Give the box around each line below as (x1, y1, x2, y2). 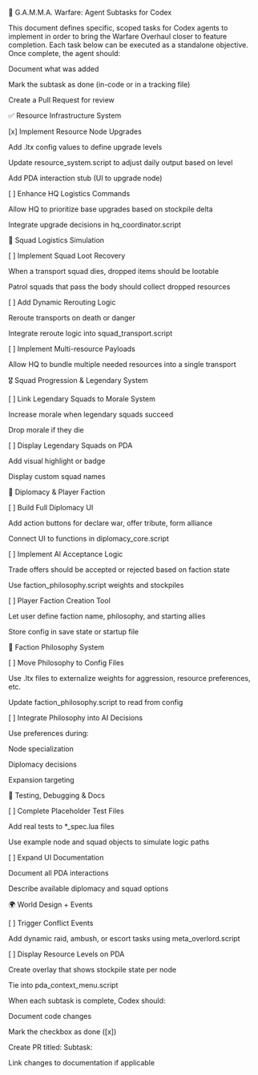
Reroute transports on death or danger (8, 313, 136, 322)
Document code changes (8, 1012, 92, 1021)
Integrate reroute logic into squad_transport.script (8, 328, 173, 338)
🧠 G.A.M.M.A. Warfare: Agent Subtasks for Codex (8, 8, 172, 17)
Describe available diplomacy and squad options (8, 884, 169, 893)
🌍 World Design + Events (8, 900, 94, 909)
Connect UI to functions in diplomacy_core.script (8, 533, 170, 543)
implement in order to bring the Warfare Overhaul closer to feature (8, 32, 228, 41)
